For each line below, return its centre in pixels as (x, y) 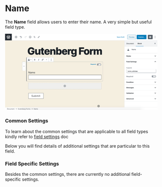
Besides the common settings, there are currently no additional (68, 174)
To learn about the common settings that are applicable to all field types (77, 131)
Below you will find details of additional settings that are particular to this (77, 146)
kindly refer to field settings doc (37, 137)
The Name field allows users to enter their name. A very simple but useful (78, 22)
